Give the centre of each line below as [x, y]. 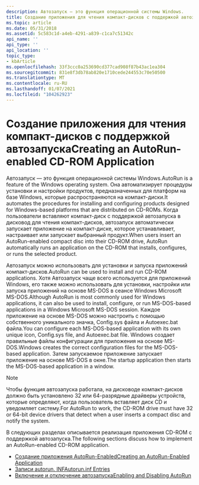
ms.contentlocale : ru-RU [37, 84]
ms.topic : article [29, 23]
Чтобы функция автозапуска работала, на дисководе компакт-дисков [94, 389]
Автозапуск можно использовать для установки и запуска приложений [97, 265]
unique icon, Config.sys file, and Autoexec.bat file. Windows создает [91, 335]
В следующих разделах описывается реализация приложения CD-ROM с [99, 432]
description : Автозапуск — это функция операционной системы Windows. [95, 12]
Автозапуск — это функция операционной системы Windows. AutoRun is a [99, 178]
